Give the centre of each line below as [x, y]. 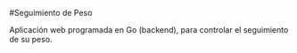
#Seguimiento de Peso [51, 13]
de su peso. [31, 39]
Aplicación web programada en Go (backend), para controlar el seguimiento [149, 30]
